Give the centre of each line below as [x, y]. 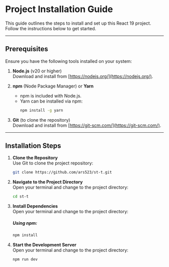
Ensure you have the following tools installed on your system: [69, 61]
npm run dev [25, 259]
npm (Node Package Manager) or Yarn [53, 86]
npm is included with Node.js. [51, 96]
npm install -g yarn [41, 110]
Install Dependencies [35, 206]
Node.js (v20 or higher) [37, 71]
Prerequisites [27, 49]
